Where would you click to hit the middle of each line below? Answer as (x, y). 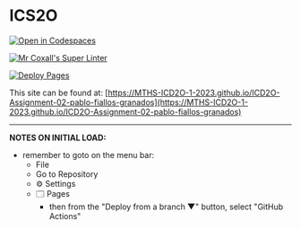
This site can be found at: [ (59, 92)
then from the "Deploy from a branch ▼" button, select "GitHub (166, 207)
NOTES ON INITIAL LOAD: (58, 137)
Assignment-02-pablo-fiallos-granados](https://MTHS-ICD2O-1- (129, 102)
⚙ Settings (56, 183)
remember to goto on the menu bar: (88, 154)
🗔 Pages (52, 193)
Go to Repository (67, 174)
